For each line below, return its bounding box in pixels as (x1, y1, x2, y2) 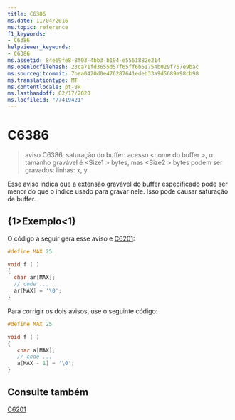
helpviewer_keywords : (7, 43, 72, 51)
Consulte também (7, 386, 89, 399)
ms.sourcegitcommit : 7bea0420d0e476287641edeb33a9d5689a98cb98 (7, 70, 199, 77)
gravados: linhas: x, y (24, 165, 88, 174)
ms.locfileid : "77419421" (7, 97, 84, 104)
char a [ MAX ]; (16, 347, 56, 354)
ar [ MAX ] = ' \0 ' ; (14, 288, 62, 295)
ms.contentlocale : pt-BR (7, 83, 81, 90)
